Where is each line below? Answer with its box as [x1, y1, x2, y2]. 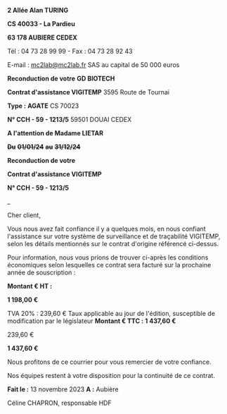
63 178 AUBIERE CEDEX [7, 33, 77, 42]
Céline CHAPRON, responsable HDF [7, 398, 112, 407]
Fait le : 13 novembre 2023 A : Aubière [7, 385, 119, 394]
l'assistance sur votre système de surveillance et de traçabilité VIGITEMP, [7, 232, 221, 241]
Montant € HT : [7, 282, 53, 290]
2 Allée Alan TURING [7, 6, 69, 14]
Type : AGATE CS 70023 [7, 102, 79, 110]
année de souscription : [7, 268, 76, 276]
